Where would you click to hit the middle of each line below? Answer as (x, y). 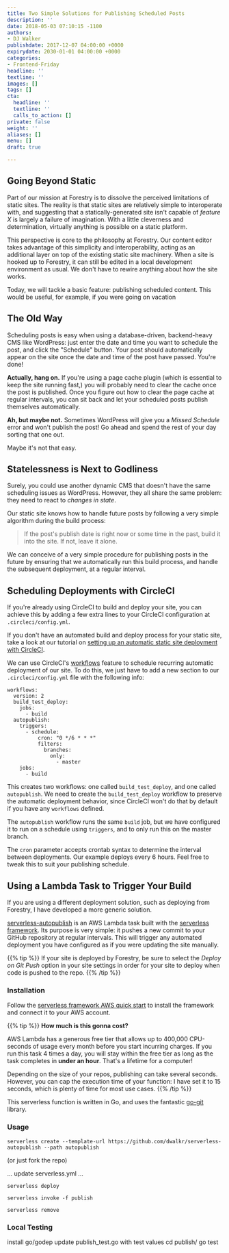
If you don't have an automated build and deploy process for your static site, (114, 635)
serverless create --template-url (56, 1141)
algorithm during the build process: (56, 521)
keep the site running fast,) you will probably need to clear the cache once (112, 385)
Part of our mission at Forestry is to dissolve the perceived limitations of (108, 197)
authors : (19, 33)
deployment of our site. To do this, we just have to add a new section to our (113, 670)
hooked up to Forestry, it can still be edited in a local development (100, 262)
